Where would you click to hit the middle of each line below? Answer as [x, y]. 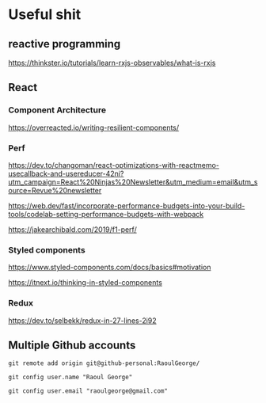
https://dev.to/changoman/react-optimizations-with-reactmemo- [114, 165]
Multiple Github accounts [72, 345]
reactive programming [65, 44]
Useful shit [45, 15]
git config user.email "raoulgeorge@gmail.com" [88, 391]
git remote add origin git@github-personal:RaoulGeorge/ [104, 363]
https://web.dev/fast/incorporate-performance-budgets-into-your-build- [127, 205]
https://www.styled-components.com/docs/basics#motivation [110, 268]
